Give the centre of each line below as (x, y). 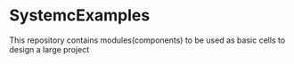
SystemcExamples (80, 16)
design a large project (49, 49)
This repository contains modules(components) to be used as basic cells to (147, 40)
